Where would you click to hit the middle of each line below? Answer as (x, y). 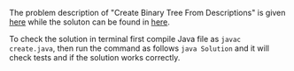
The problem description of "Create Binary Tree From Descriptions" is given (147, 13)
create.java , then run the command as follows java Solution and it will (139, 48)
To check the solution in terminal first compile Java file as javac (125, 39)
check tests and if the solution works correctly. (95, 57)
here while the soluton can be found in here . (90, 22)
